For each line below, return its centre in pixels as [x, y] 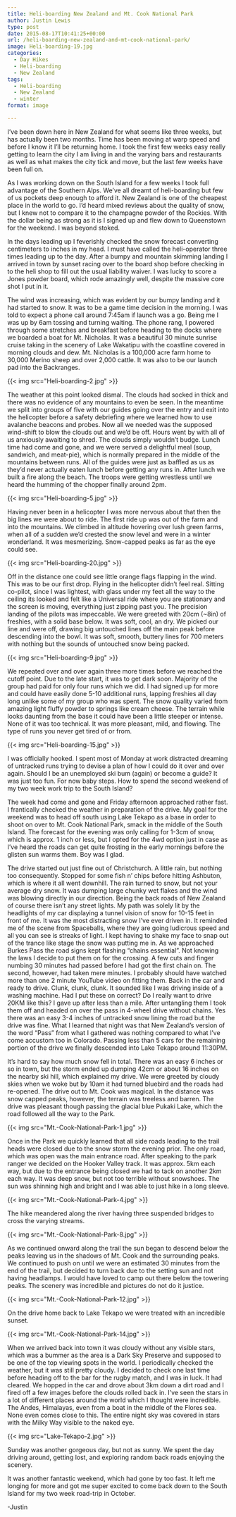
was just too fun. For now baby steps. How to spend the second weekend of [118, 781]
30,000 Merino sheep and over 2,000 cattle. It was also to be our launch [112, 359]
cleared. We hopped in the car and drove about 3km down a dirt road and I [116, 1385]
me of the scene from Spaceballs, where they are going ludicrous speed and [118, 928]
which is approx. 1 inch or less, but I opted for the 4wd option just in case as [117, 839]
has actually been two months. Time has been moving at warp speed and [114, 139]
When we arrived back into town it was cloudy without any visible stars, [111, 1347]
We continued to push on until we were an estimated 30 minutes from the [114, 1263]
